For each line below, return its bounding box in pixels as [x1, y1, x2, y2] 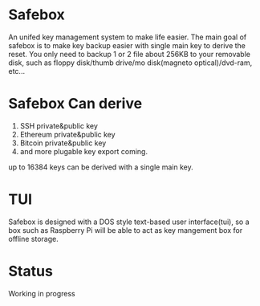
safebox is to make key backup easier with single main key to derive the [8, 40, 246, 50]
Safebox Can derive [8, 95, 143, 113]
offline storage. [8, 234, 59, 243]
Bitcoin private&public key [19, 138, 107, 148]
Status [8, 263, 54, 280]
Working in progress [8, 288, 76, 298]
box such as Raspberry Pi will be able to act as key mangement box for [8, 225, 243, 235]
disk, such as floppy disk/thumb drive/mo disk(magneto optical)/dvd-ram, [8, 58, 253, 67]
